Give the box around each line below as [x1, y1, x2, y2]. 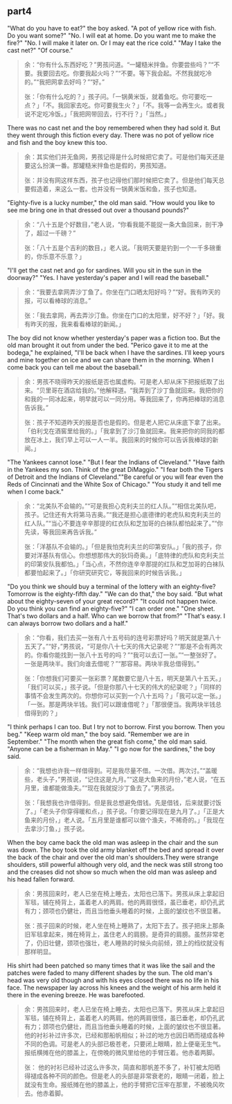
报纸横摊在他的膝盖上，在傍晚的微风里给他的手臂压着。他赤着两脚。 [24, 1048, 219, 1056]
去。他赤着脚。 [24, 1089, 67, 1097]
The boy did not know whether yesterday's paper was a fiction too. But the [7, 333, 220, 342]
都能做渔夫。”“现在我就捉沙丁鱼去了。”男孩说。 [48, 783, 179, 792]
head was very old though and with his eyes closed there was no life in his [7, 976, 220, 984]
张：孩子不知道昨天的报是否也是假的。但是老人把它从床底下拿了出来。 [24, 418, 225, 426]
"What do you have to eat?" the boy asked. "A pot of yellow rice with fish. [7, 24, 217, 32]
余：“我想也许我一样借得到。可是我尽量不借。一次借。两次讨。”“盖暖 [24, 766, 218, 775]
